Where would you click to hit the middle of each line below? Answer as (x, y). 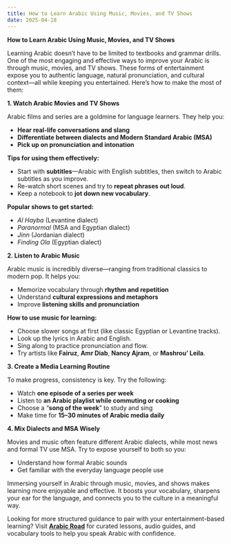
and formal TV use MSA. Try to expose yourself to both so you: (97, 449)
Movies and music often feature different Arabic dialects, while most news (112, 442)
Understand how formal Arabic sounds (72, 463)
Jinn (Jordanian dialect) (51, 235)
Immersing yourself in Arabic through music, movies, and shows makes (109, 483)
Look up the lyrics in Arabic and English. (74, 338)
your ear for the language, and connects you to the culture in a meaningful (113, 498)
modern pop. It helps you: (44, 276)
